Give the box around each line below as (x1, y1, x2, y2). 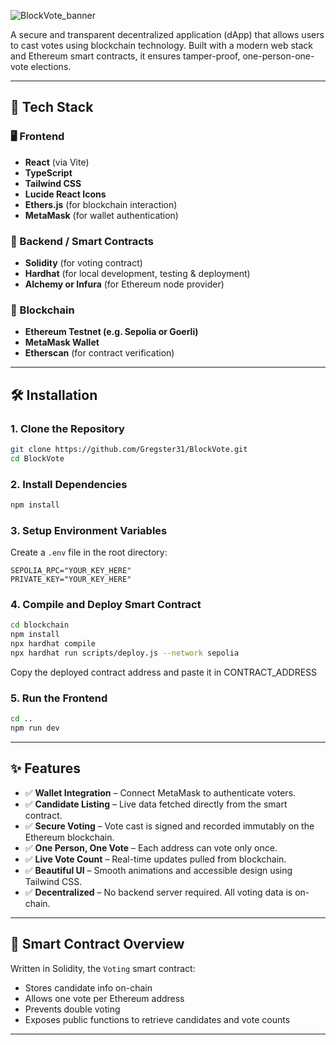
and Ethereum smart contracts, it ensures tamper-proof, (10, 50, 241, 62)
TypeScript (24, 166, 73, 179)
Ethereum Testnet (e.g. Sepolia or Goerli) (24, 326, 199, 338)
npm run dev (10, 723, 60, 734)
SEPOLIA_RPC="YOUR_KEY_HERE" (10, 566, 132, 576)
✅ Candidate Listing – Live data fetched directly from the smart (24, 798, 288, 810)
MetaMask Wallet (24, 336, 100, 349)
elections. (30, 61, 72, 72)
